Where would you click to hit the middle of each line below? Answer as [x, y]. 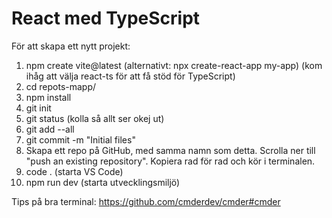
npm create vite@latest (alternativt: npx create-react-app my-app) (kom [174, 65]
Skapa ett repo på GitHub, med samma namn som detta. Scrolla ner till [170, 150]
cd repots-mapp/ [61, 86]
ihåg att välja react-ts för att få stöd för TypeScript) [130, 76]
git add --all [50, 129]
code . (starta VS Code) [74, 171]
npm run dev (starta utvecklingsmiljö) [103, 182]
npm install [48, 97]
